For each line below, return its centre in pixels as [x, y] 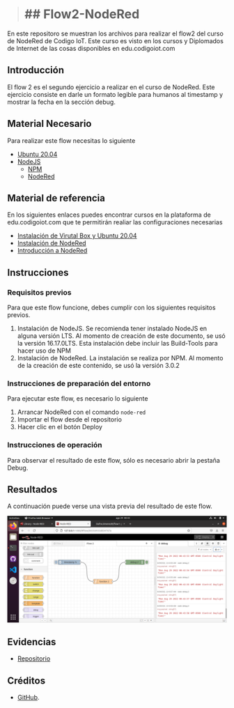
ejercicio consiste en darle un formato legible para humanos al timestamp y [115, 94]
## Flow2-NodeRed [82, 14]
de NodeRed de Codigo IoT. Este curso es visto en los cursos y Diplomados [116, 40]
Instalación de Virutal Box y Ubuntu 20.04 [77, 236]
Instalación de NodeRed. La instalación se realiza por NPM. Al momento [120, 358]
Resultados [32, 490]
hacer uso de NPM [44, 351]
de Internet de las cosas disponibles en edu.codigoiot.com [91, 48]
